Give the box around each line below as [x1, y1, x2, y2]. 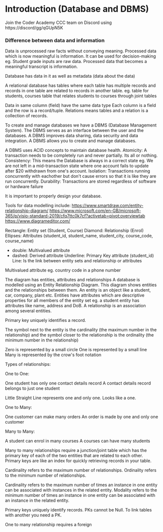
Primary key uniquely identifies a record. [5, 318, 86, 323]
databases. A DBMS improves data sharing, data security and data [5, 133, 139, 139]
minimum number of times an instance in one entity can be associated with [5, 492, 156, 498]
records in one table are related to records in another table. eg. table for [5, 88, 149, 94]
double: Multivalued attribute [12, 248, 70, 254]
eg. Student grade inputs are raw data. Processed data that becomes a [5, 59, 147, 64]
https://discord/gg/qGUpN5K [5, 24, 63, 30]
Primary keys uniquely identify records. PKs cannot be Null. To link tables [5, 507, 152, 513]
